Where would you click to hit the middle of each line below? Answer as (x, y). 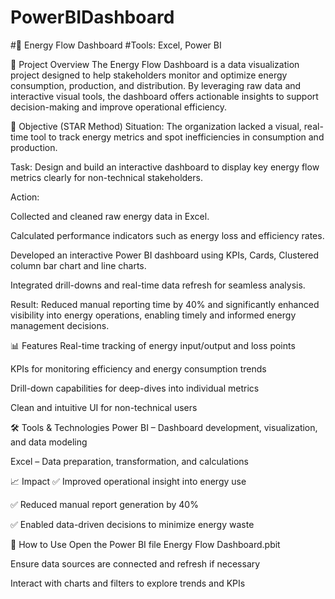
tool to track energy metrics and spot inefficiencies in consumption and (177, 137)
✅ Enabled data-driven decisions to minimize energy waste (132, 524)
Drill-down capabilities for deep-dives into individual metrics (135, 388)
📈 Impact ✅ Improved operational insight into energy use (128, 481)
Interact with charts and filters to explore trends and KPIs (128, 583)
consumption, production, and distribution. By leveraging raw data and (156, 85)
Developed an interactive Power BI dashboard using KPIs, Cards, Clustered (165, 255)
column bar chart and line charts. (78, 265)
